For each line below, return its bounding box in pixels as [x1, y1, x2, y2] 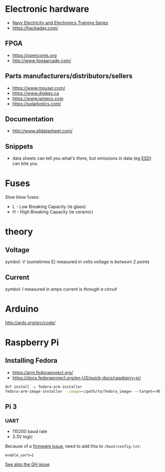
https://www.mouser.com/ [12, 85, 65, 91]
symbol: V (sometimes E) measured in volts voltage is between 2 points [5, 259, 150, 265]
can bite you [12, 161, 38, 167]
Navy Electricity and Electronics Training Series [12, 20, 109, 26]
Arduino [5, 303, 39, 315]
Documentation [5, 115, 54, 123]
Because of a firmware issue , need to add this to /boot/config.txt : [5, 443, 141, 449]
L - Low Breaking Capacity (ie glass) [12, 203, 86, 210]
